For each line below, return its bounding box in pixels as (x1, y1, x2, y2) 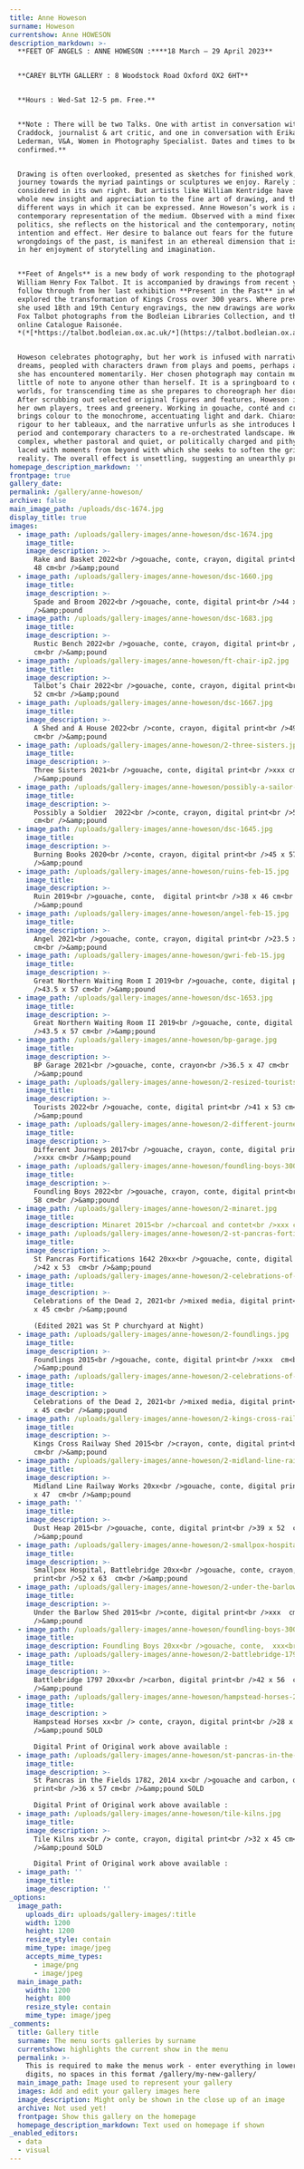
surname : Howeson (9, 22, 75, 31)
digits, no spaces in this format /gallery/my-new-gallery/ (25, 2070, 257, 2079)
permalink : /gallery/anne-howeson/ (9, 488, 144, 497)
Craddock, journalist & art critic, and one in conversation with (17, 128, 273, 137)
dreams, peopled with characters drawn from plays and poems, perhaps (17, 362, 290, 371)
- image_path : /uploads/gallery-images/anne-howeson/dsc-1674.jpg (17, 529, 273, 539)
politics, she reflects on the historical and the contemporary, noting (17, 219, 298, 229)
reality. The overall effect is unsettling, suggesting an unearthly (17, 454, 285, 463)
